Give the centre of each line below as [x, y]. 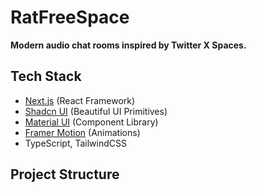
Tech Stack [46, 76]
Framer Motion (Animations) [82, 132]
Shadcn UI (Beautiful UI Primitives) [96, 111]
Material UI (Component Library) [91, 122]
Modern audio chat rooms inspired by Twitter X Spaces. [128, 45]
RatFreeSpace [70, 17]
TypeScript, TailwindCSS [75, 143]
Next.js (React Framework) [80, 100]
